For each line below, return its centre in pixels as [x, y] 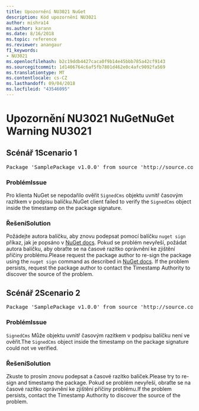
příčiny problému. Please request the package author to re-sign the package [99, 255]
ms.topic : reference [32, 39]
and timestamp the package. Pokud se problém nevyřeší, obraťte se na [104, 382]
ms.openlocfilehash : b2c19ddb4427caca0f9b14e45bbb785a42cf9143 [86, 61]
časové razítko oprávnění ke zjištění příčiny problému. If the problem [89, 389]
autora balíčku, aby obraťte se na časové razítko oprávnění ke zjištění [91, 249]
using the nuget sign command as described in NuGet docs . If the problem [98, 262]
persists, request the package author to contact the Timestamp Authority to [98, 268]
